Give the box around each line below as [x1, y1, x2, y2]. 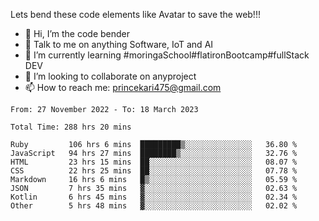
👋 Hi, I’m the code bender [24, 28, 131, 39]
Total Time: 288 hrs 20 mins [10, 122, 132, 132]
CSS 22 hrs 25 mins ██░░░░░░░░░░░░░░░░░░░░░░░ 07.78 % [10, 166, 298, 176]
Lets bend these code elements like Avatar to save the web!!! [10, 9, 261, 20]
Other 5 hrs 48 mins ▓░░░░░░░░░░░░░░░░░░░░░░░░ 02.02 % [10, 201, 298, 211]
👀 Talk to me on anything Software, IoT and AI [24, 39, 214, 50]
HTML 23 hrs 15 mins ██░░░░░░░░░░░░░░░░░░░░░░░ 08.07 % [10, 157, 298, 167]
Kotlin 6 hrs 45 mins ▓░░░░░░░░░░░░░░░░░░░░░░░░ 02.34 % [10, 192, 298, 202]
